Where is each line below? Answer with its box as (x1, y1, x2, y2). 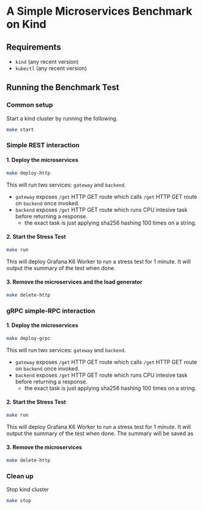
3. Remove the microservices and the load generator (6, 278, 142, 286)
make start (6, 126, 34, 133)
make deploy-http (6, 170, 51, 176)
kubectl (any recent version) (15, 64, 87, 72)
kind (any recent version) (15, 58, 79, 65)
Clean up (6, 471, 34, 480)
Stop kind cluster (6, 486, 50, 493)
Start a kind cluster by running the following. (6, 115, 118, 122)
